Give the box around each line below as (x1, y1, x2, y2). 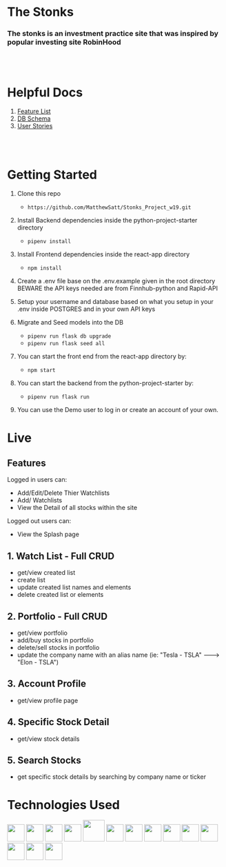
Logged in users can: (7, 476, 68, 484)
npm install (27, 265, 62, 272)
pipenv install (27, 238, 71, 245)
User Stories (17, 122, 53, 130)
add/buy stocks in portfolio (17, 635, 94, 644)
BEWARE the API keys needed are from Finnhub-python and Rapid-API (17, 284, 218, 293)
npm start (27, 367, 56, 374)
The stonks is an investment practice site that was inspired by (7, 29, 219, 39)
